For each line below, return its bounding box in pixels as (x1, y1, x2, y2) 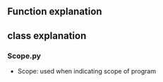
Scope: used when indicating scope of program (17, 67, 157, 76)
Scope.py (7, 51, 41, 61)
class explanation (7, 30, 87, 42)
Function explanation (7, 6, 102, 18)
